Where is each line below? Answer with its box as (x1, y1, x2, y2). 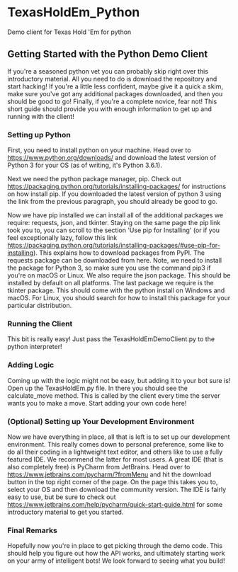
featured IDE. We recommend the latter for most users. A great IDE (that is (7, 454, 224, 464)
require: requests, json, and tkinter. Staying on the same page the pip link (7, 219, 221, 227)
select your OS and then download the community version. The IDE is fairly (7, 485, 227, 493)
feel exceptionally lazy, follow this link (7, 234, 118, 242)
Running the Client (7, 319, 73, 328)
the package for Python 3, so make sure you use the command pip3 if (7, 263, 211, 273)
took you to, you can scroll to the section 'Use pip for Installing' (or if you (7, 226, 220, 234)
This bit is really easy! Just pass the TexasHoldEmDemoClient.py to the (7, 335, 215, 343)
